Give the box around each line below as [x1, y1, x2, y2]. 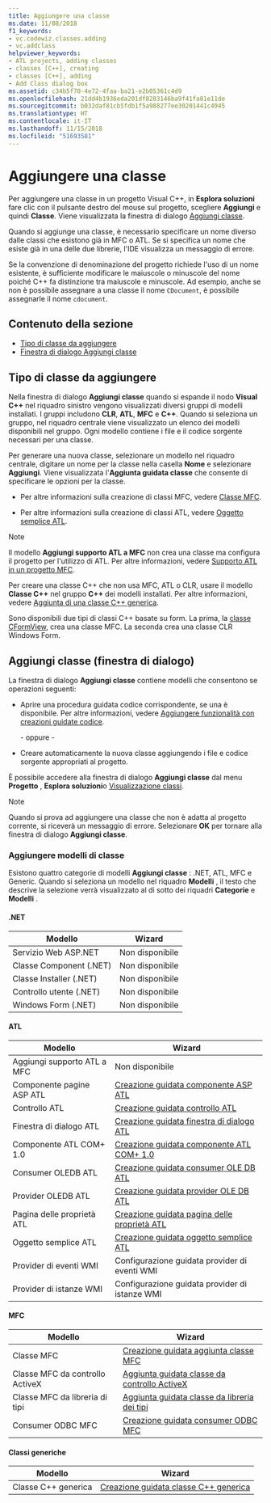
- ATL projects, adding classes [8, 57, 117, 65]
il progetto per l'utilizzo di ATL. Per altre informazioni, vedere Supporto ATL [8, 556, 258, 566]
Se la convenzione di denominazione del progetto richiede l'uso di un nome [8, 260, 260, 269]
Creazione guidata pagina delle [114, 1208, 233, 1219]
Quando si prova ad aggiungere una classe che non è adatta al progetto [8, 813, 247, 821]
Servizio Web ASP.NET [12, 947, 99, 958]
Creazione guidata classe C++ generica [100, 1481, 251, 1492]
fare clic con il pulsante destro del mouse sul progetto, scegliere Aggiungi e [8, 202, 261, 212]
